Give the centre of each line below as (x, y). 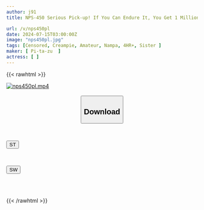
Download (102, 112)
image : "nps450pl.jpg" (35, 40)
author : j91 (21, 12)
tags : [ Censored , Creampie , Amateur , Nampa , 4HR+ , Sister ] (84, 46)
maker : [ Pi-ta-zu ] (34, 51)
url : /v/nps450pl (28, 29)
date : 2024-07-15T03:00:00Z (42, 34)
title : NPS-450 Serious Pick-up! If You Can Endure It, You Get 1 (92, 18)
